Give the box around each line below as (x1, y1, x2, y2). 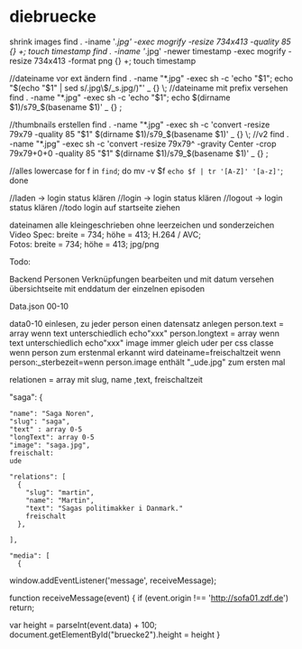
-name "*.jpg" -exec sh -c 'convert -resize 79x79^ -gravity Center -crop (9, 138, 277, 149)
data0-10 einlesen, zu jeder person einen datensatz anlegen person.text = (9, 318, 285, 329)
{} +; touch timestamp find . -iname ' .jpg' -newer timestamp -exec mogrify (9, 45, 287, 56)
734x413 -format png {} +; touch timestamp (33, 55, 197, 66)
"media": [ (9, 551, 50, 561)
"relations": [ (9, 472, 67, 481)
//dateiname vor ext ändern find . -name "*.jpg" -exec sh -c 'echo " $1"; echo (9, 72, 294, 83)
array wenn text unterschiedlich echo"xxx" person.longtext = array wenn (9, 328, 280, 338)
